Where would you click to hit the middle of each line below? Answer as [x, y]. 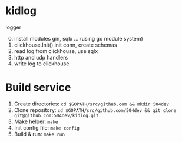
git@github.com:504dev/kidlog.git [56, 115]
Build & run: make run [39, 134]
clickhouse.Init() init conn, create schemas [65, 45]
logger [14, 27]
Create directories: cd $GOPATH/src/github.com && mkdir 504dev [91, 104]
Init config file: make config [47, 127]
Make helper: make [36, 121]
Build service [38, 87]
